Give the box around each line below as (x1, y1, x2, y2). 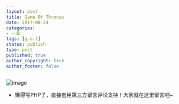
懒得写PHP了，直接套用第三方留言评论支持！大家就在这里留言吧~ (14, 92, 174, 99)
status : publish (6, 42, 46, 48)
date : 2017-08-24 (6, 19, 49, 25)
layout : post (6, 8, 38, 15)
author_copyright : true (6, 58, 65, 63)
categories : (6, 25, 35, 31)
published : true (6, 52, 46, 58)
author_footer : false (6, 63, 59, 69)
